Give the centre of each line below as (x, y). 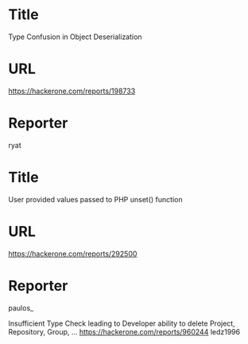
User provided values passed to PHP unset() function (95, 199)
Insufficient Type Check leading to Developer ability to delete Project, (122, 323)
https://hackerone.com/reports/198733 (72, 91)
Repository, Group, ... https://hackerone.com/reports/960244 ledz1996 (124, 331)
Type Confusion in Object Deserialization (75, 37)
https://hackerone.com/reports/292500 (73, 253)
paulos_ (21, 307)
